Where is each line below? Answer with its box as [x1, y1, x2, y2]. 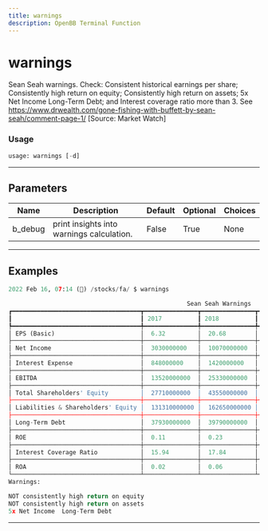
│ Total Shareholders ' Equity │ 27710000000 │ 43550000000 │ [8, 389, 259, 397]
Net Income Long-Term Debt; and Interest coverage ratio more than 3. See [8, 97, 253, 106]
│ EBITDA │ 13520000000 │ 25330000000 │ [8, 374, 259, 382]
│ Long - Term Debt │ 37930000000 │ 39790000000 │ [8, 418, 259, 427]
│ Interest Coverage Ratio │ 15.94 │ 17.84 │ [8, 448, 259, 456]
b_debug [12, 224, 45, 235]
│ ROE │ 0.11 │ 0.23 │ [8, 433, 259, 442]
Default [146, 205, 175, 216]
